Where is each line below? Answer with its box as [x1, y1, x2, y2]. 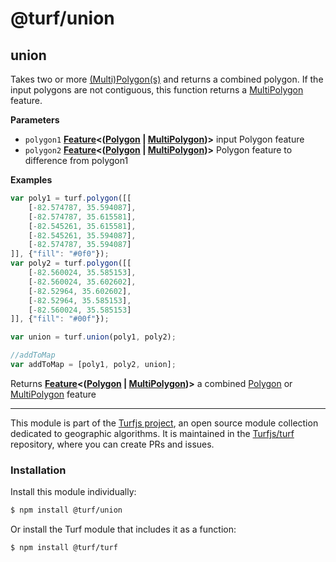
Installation [10, 463, 67, 477]
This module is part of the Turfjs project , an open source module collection [10, 417, 319, 429]
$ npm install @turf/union [10, 505, 123, 516]
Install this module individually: [10, 486, 137, 498]
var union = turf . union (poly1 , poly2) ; [10, 332, 177, 342]
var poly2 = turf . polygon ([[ [10, 258, 132, 269]
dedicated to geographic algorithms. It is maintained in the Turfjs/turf [10, 427, 295, 439]
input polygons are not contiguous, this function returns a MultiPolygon [10, 84, 304, 96]
